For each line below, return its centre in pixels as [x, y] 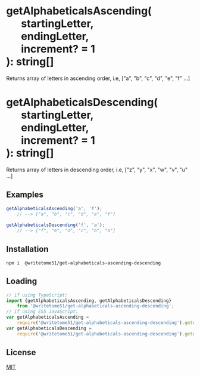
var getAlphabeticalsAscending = [48, 318]
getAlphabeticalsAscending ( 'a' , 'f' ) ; [54, 208]
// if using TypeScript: [37, 295]
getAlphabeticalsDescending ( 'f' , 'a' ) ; [56, 225]
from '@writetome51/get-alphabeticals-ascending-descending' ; [96, 306]
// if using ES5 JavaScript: [42, 312]
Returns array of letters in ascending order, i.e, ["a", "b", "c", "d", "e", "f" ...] [98, 78]
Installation [27, 249]
